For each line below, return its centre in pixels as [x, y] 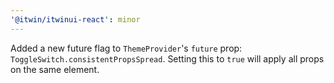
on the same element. [55, 69]
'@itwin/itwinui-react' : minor [75, 19]
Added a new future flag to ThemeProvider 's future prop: [126, 48]
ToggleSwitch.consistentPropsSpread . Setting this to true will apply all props [167, 58]
